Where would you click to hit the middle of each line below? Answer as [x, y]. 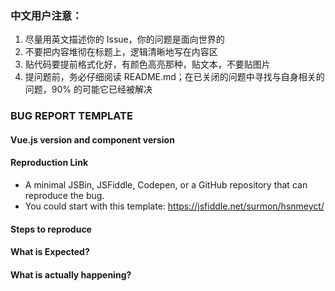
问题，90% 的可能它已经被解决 [88, 89]
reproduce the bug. [64, 196]
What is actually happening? [71, 274]
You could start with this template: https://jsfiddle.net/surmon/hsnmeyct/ [174, 206]
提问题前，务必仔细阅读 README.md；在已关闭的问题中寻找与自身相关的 [174, 77]
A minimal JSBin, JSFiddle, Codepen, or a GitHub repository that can [166, 185]
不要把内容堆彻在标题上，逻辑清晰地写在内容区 [121, 52]
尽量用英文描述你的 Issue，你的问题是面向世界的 [124, 39]
